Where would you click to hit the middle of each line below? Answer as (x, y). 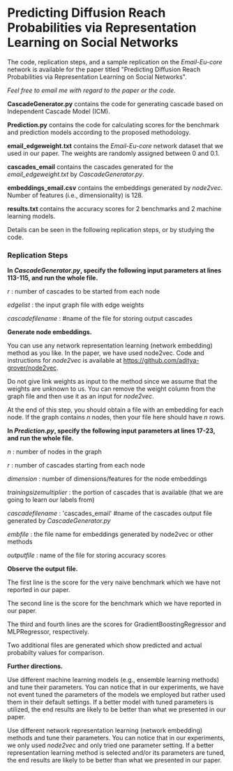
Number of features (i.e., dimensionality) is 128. (75, 195)
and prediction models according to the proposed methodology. (99, 132)
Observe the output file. (43, 569)
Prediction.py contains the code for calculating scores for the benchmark (113, 124)
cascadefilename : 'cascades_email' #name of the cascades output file (110, 513)
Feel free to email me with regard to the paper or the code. (91, 90)
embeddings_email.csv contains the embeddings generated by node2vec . (115, 187)
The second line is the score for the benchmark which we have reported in (114, 603)
